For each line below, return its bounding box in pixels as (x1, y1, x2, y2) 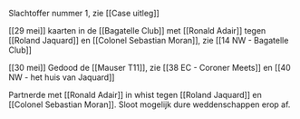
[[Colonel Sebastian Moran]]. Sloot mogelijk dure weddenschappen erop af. (8, 99, 291, 110)
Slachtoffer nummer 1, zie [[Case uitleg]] (8, 8, 160, 18)
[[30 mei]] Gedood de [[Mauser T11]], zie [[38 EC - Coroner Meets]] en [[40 (8, 63, 291, 73)
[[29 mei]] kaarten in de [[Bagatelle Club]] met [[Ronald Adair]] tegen (8, 25, 266, 35)
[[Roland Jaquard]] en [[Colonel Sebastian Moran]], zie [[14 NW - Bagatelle (8, 35, 289, 45)
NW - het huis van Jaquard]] (8, 72, 115, 83)
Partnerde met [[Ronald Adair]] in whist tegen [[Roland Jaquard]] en (8, 90, 262, 100)
